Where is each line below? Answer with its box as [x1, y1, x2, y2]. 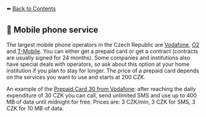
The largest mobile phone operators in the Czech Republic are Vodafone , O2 [6, 41, 200, 48]
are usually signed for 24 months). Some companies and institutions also [6, 54, 191, 61]
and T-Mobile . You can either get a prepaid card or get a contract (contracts [6, 48, 199, 55]
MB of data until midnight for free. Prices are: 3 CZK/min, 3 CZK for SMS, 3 [6, 98, 196, 105]
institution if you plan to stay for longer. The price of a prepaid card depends [6, 66, 199, 74]
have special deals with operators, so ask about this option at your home [6, 60, 190, 68]
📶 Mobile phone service [6, 25, 99, 35]
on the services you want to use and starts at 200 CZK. [6, 73, 146, 80]
